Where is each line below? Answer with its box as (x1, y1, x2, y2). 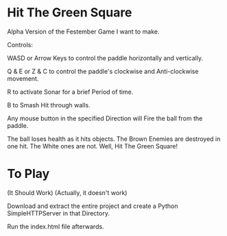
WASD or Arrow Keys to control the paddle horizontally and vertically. (7, 53, 204, 62)
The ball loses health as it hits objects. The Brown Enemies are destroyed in (7, 135, 221, 143)
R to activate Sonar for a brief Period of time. (7, 88, 134, 96)
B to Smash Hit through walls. (7, 101, 91, 109)
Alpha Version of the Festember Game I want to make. (7, 27, 160, 36)
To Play (7, 166, 50, 182)
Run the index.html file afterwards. (7, 222, 104, 231)
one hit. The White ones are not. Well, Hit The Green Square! (7, 142, 178, 150)
